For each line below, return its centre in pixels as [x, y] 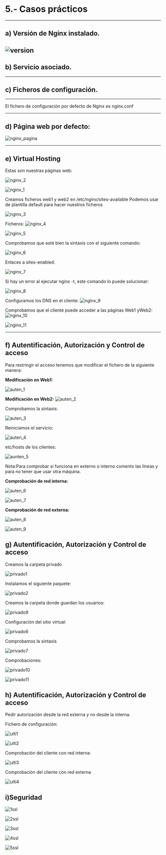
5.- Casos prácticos [46, 9]
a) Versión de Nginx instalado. [53, 33]
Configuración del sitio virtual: [36, 622]
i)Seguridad [24, 797]
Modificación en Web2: [30, 399]
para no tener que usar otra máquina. [43, 471]
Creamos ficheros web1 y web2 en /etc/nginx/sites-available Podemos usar [82, 199]
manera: [14, 370]
